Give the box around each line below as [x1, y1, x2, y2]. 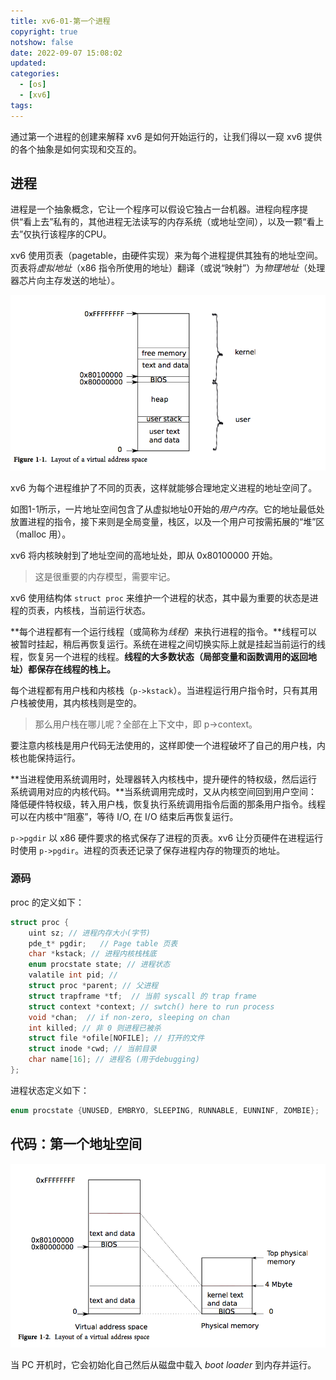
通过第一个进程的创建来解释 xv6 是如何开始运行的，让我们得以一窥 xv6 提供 [10, 130, 323, 142]
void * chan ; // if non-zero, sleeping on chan [28, 1012, 230, 1022]
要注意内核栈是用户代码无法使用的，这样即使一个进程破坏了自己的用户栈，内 [10, 739, 326, 751]
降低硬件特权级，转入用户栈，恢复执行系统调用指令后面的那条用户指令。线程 [10, 798, 326, 810]
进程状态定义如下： [10, 1084, 90, 1096]
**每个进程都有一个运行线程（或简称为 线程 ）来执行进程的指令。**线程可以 [10, 625, 318, 637]
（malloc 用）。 [10, 528, 72, 540]
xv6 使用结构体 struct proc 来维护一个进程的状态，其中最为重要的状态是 [10, 591, 310, 604]
